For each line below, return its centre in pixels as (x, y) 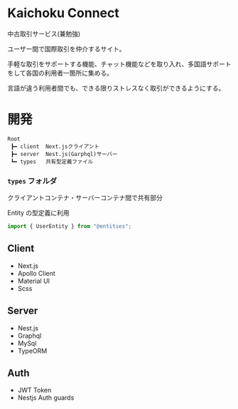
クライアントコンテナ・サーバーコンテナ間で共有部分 (85, 198)
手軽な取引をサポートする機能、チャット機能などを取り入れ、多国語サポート (119, 64)
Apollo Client (36, 273)
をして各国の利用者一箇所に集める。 (60, 73)
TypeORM (32, 351)
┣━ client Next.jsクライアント (55, 146)
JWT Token (34, 390)
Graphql (29, 336)
